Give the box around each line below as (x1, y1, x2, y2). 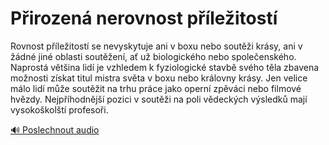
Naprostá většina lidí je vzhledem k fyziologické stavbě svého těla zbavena (10, 61, 320, 73)
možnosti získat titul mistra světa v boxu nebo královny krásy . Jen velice (10, 72, 308, 84)
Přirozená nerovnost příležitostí (10, 7, 278, 30)
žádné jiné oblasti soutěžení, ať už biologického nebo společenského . (10, 50, 297, 62)
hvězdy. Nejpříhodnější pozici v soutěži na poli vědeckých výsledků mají (10, 93, 308, 105)
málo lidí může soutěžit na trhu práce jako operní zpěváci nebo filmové (10, 82, 302, 94)
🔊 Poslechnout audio (10, 123, 100, 136)
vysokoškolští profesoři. (10, 103, 109, 116)
